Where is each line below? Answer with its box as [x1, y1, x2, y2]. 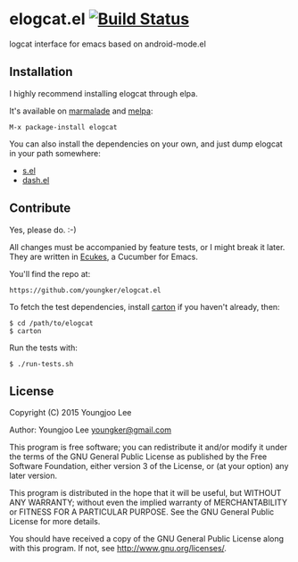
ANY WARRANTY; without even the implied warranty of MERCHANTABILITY [9, 497, 288, 508]
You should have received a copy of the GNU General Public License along [9, 533, 284, 544]
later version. [9, 470, 58, 482]
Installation [9, 64, 73, 80]
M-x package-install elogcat [9, 122, 118, 131]
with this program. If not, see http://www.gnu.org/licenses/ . [9, 543, 228, 554]
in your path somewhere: [9, 147, 101, 158]
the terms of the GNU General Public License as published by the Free [9, 451, 268, 462]
